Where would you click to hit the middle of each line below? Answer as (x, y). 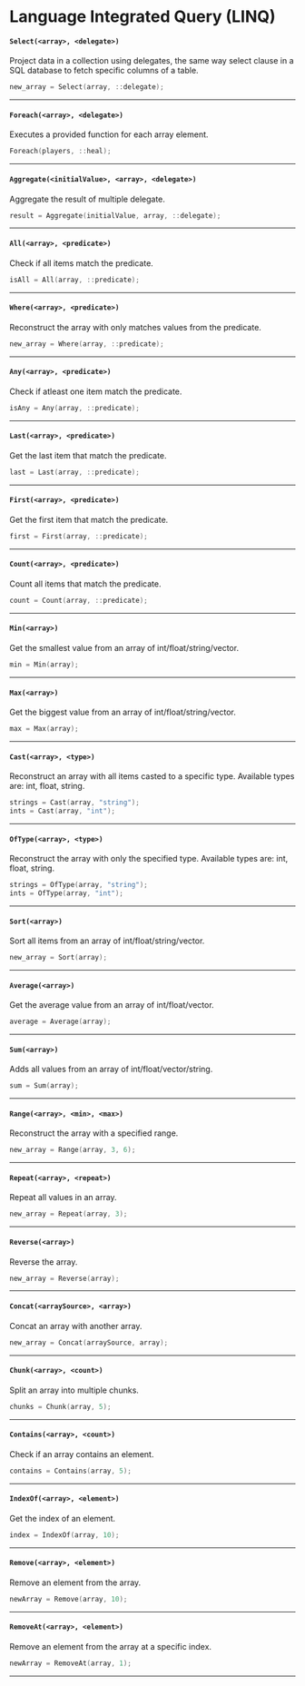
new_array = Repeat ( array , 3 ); (69, 1214)
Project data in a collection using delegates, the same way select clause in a (152, 61)
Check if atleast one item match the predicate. (96, 391)
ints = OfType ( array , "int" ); (67, 893)
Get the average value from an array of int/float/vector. (112, 1005)
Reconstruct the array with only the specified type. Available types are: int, (149, 859)
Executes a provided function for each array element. (109, 134)
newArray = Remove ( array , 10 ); (69, 1599)
